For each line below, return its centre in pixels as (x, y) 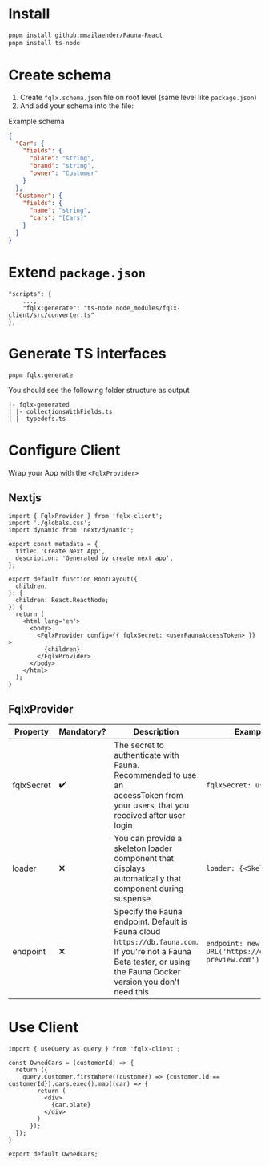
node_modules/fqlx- (148, 308)
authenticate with (147, 755)
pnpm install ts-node (44, 43)
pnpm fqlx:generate (41, 375)
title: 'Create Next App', (60, 551)
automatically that (148, 879)
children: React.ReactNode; (62, 601)
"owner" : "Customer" (64, 173)
